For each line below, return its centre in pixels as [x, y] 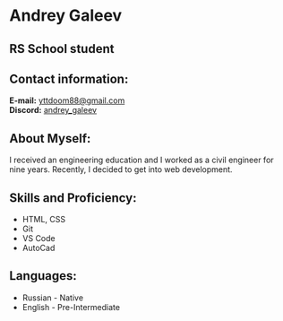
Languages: [43, 276]
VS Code [39, 239]
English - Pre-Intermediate [71, 307]
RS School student [62, 49]
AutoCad [39, 248]
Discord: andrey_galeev [53, 110]
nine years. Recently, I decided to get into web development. [121, 169]
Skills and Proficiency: [73, 198]
